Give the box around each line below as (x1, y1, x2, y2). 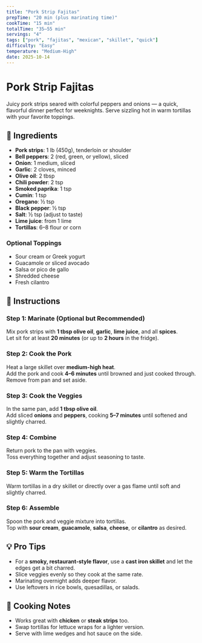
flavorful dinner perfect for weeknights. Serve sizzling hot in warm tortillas (6, 107, 192, 114)
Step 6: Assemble (6, 504, 59, 512)
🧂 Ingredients (6, 130, 58, 141)
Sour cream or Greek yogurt (15, 253, 86, 260)
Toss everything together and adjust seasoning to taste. (6, 453, 145, 461)
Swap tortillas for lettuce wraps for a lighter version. (15, 624, 145, 631)
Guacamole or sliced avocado (15, 259, 90, 267)
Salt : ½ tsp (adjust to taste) (15, 211, 83, 218)
